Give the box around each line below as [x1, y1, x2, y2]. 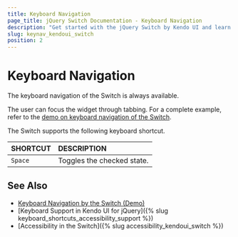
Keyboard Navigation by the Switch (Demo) [17, 198, 145, 207]
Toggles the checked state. [58, 156, 149, 166]
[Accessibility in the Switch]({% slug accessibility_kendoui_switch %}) [17, 221, 224, 230]
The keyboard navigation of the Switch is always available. [7, 91, 180, 100]
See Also [7, 180, 48, 192]
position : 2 [7, 37, 43, 44]
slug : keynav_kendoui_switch [7, 30, 94, 38]
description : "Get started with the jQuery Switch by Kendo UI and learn [7, 24, 232, 31]
